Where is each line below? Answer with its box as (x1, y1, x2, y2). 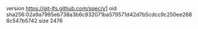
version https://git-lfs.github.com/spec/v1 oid (6, 5, 117, 12)
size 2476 (38, 17, 63, 24)
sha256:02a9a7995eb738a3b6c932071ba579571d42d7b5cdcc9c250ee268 (6, 11, 192, 18)
